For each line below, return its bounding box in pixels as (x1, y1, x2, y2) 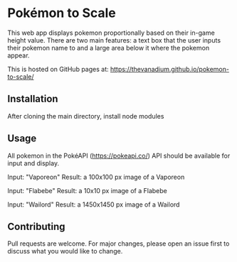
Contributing (7, 220, 65, 232)
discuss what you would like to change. (7, 247, 123, 256)
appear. (7, 51, 30, 60)
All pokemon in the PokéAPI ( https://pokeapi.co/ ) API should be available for (7, 151, 231, 160)
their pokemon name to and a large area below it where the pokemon (7, 43, 210, 52)
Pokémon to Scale (7, 5, 116, 21)
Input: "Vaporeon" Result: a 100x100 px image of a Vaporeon (7, 173, 185, 181)
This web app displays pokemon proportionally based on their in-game (7, 28, 215, 37)
